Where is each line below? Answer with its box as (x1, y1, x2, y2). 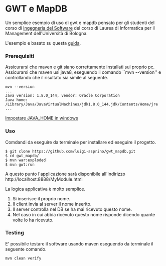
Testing (5, 229, 24, 236)
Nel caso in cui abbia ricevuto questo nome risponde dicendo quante (12, 211, 155, 217)
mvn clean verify (5, 255, 42, 261)
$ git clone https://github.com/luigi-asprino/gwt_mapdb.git (5, 149, 136, 154)
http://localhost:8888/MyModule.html (5, 176, 83, 182)
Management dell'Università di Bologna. (5, 30, 88, 36)
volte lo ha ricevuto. (12, 217, 54, 223)
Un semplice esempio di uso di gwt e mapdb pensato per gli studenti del (5, 20, 154, 26)
